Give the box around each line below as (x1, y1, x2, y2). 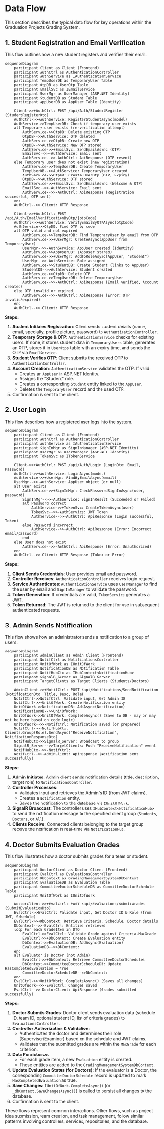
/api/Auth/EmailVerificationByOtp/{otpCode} (5, 215, 97, 221)
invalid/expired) (5, 297, 41, 302)
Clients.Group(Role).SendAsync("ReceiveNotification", (5, 730, 119, 735)
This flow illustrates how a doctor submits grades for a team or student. (5, 853, 149, 859)
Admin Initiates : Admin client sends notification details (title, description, (12, 774, 160, 780)
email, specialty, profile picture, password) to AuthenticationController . (12, 329, 158, 335)
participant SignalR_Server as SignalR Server (14, 675, 110, 679)
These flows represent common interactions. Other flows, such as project (5, 1108, 153, 1114)
